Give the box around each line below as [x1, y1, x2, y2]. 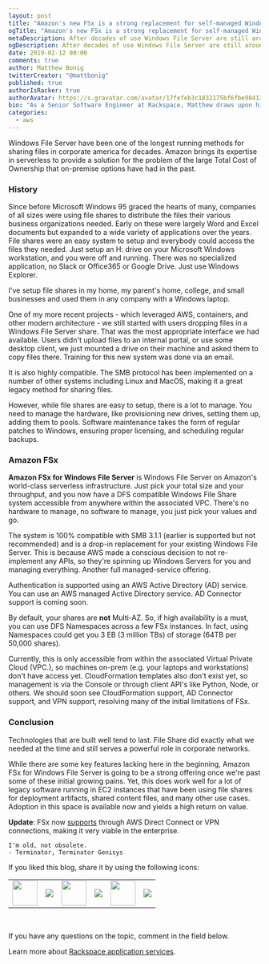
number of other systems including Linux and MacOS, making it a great [8, 376, 243, 386]
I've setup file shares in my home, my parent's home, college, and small [8, 286, 245, 295]
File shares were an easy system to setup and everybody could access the [8, 236, 255, 245]
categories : [8, 109, 48, 117]
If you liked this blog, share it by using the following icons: [8, 862, 200, 872]
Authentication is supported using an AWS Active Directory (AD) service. [8, 581, 248, 590]
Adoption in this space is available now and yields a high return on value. [8, 801, 249, 811]
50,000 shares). [8, 638, 62, 648]
